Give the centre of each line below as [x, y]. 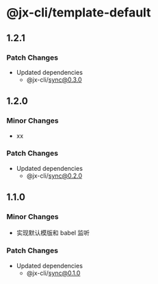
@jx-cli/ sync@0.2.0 [54, 176]
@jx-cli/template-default [79, 13]
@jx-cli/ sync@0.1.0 [53, 273]
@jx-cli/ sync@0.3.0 [54, 80]
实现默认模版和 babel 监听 [53, 233]
